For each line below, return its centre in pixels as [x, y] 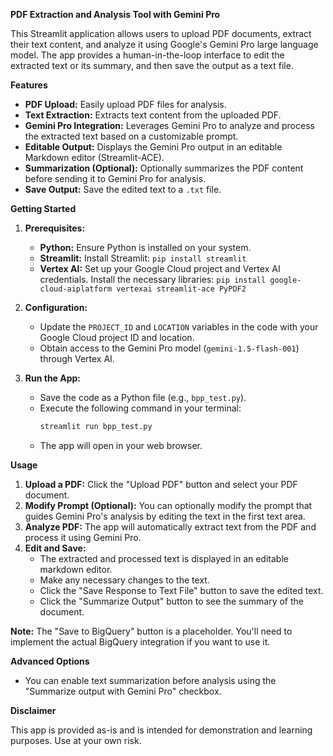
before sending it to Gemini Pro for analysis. [115, 178]
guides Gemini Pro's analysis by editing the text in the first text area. [165, 516]
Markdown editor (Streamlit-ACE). [94, 157]
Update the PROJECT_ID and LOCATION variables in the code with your [179, 327]
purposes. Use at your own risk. [76, 740]
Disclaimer [33, 710]
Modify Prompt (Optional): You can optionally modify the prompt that [168, 505]
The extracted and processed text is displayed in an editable [164, 558]
